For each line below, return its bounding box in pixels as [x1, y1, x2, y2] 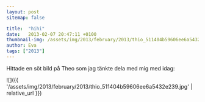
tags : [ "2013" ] [6, 48, 45, 55]
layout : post [6, 8, 40, 15]
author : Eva [6, 42, 37, 49]
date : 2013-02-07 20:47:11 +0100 [6, 31, 97, 37]
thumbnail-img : [6, 37, 45, 43]
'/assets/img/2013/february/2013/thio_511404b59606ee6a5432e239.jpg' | [6, 83, 193, 90]
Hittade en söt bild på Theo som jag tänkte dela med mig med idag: [6, 64, 175, 72]
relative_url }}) [6, 89, 42, 97]
